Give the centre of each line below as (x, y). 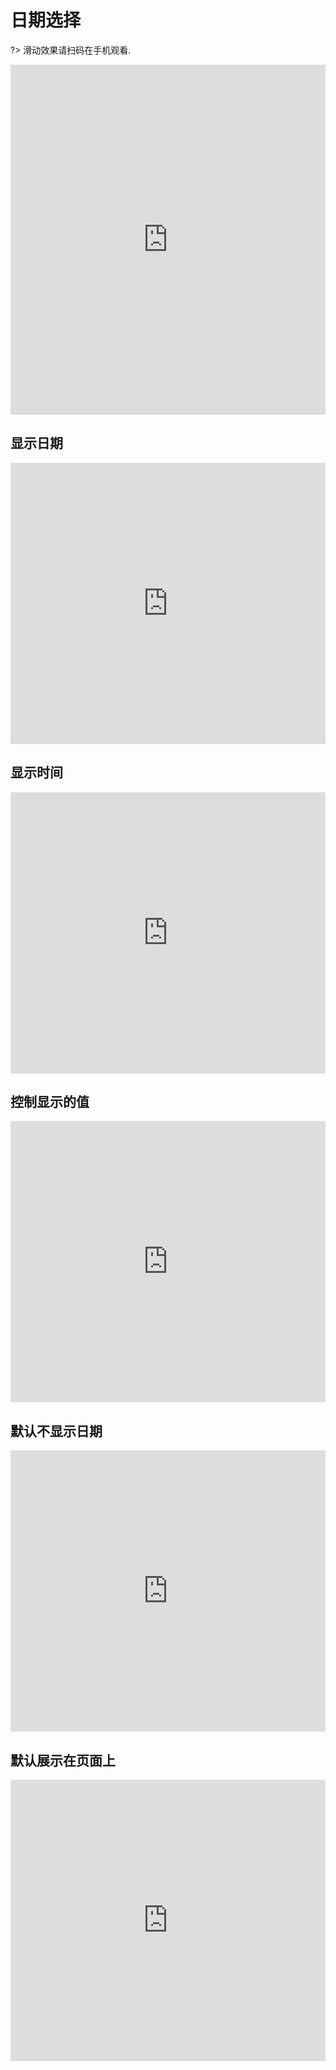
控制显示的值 (50, 1101)
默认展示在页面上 (63, 1760)
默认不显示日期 (56, 1431)
